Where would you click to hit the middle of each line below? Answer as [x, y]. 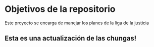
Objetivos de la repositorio [60, 9]
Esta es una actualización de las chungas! [71, 38]
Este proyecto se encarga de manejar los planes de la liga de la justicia [77, 23]
